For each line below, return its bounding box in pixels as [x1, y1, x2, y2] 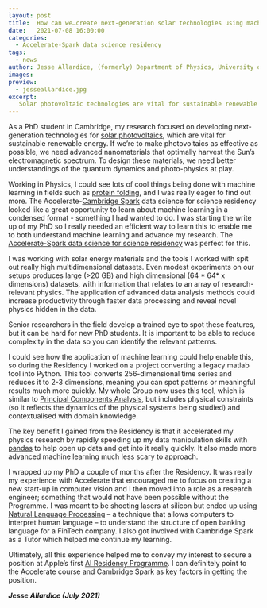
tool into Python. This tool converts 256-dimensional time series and [8, 369, 232, 379]
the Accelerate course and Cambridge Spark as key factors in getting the [8, 567, 248, 576]
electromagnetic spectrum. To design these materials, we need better [8, 156, 237, 165]
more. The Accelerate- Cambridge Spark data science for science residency [8, 196, 257, 206]
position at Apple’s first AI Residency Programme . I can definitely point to [8, 559, 247, 568]
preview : [8, 78, 37, 86]
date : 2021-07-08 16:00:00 [8, 26, 105, 34]
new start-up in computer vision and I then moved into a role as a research [8, 484, 253, 494]
